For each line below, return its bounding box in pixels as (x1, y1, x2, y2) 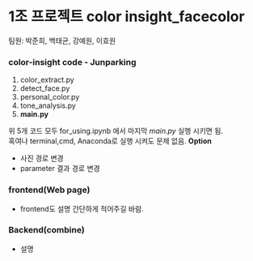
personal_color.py (19, 92, 80, 102)
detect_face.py (19, 83, 70, 93)
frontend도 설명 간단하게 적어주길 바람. (19, 203, 144, 213)
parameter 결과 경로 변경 (19, 164, 100, 173)
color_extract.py (19, 75, 74, 85)
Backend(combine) (8, 225, 85, 236)
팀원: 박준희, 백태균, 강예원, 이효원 (8, 36, 116, 45)
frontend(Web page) (8, 184, 91, 195)
